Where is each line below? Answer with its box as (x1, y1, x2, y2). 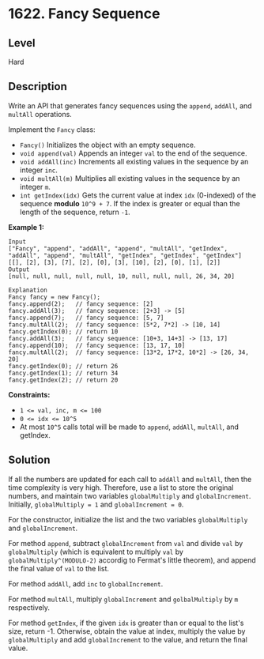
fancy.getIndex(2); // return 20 (8, 376, 119, 384)
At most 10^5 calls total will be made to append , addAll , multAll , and (19, 422, 239, 431)
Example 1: (8, 222, 45, 232)
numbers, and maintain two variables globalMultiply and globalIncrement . (8, 491, 251, 500)
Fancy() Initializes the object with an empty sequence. (19, 140, 196, 149)
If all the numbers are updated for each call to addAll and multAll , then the (8, 474, 252, 484)
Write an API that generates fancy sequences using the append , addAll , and (8, 100, 252, 111)
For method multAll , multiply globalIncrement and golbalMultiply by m (8, 594, 239, 604)
